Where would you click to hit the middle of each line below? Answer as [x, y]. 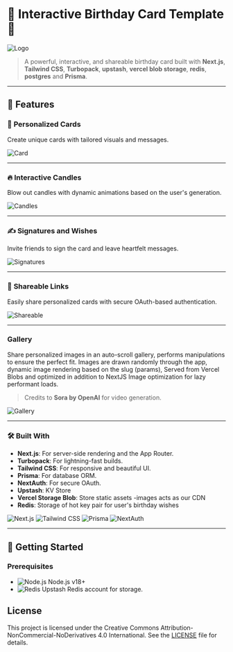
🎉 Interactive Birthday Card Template [115, 14]
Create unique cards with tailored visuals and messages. [88, 139]
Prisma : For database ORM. [57, 476]
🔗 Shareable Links [38, 286]
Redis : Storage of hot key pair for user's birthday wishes [98, 505]
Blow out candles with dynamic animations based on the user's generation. [114, 192]
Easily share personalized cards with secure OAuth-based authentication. [112, 302]
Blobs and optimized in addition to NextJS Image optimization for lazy [106, 377]
